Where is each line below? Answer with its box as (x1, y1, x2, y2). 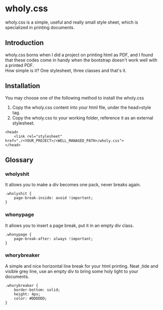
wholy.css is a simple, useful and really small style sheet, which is (5, 19, 138, 25)
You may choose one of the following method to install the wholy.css (5, 94, 144, 101)
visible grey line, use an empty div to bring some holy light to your (5, 268, 138, 274)
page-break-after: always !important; (14, 236, 93, 241)
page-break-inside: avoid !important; (14, 195, 93, 201)
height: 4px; (14, 291, 41, 297)
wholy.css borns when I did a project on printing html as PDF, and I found (5, 52, 153, 58)
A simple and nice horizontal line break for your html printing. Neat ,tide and (5, 263, 159, 269)
